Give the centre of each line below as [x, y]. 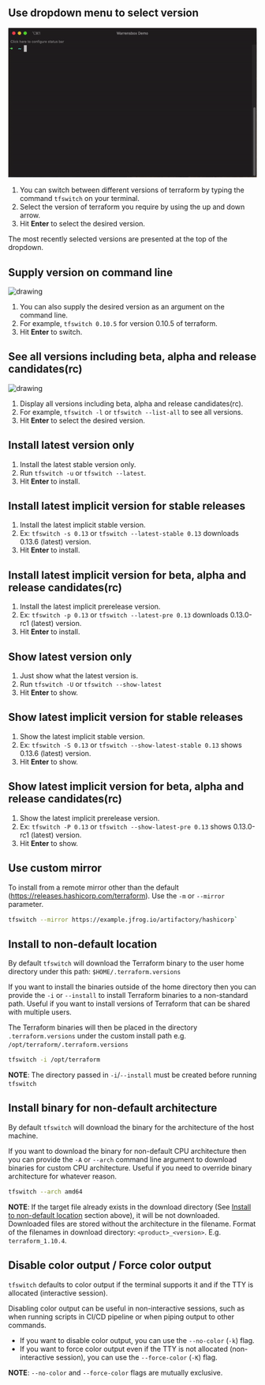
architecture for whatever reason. [62, 1176]
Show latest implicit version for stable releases [126, 717]
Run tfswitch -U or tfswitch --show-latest [91, 685]
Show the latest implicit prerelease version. [90, 818]
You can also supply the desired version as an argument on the [122, 307]
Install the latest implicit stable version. [82, 525]
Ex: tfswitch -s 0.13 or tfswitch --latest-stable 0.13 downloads [129, 533]
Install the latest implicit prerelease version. [90, 607]
